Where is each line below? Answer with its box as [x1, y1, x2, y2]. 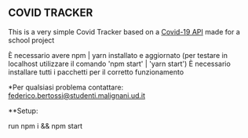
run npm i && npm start [8, 121, 83, 130]
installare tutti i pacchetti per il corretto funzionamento [8, 67, 184, 77]
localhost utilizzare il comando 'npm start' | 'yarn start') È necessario [8, 59, 232, 68]
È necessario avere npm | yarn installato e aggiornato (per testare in [8, 50, 228, 60]
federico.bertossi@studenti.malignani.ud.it [8, 90, 146, 100]
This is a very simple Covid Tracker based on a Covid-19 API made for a [8, 27, 241, 36]
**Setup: [8, 106, 38, 115]
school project [8, 35, 55, 45]
